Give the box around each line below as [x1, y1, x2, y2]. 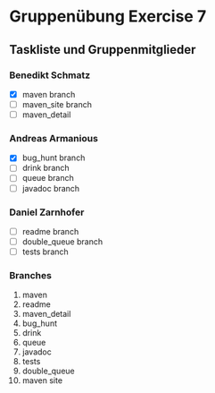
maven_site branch [21, 98, 92, 109]
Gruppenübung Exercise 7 [9, 6, 207, 27]
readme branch [21, 226, 79, 236]
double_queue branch [21, 235, 103, 247]
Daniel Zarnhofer [9, 206, 85, 218]
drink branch [21, 163, 70, 174]
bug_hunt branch [21, 152, 86, 163]
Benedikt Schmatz [9, 69, 91, 81]
